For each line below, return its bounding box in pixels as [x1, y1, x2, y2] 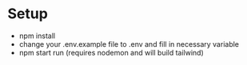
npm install [18, 31, 56, 40]
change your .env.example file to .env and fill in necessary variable [18, 39, 240, 48]
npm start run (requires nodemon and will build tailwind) [18, 48, 205, 57]
